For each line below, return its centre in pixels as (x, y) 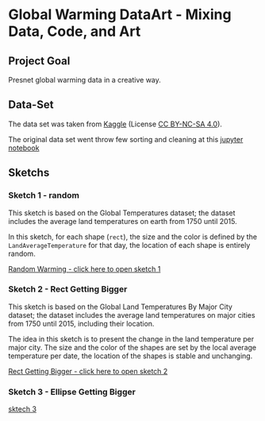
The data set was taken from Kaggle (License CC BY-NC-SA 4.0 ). (115, 124)
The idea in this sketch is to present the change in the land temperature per (131, 338)
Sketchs (29, 173)
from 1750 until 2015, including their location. (81, 323)
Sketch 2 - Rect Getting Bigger (68, 289)
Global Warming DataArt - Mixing (120, 15)
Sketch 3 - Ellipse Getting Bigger (72, 392)
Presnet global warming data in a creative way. (84, 80)
